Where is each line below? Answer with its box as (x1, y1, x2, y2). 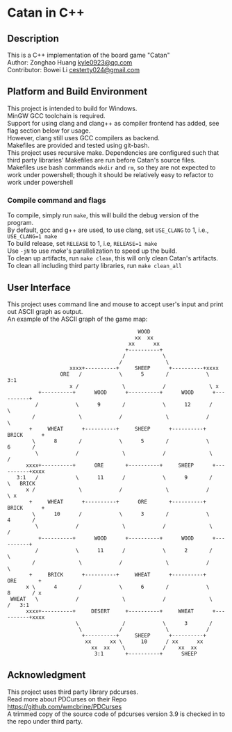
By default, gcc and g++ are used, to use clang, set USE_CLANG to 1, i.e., (7, 226, 209, 234)
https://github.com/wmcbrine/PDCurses (7, 702, 122, 710)
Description (7, 33, 59, 44)
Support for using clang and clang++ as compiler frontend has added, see (7, 119, 220, 127)
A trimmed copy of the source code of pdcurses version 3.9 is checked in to (7, 710, 226, 718)
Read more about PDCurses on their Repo (7, 694, 127, 703)
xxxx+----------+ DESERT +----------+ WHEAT (25, 608, 194, 615)
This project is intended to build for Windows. (7, 104, 138, 113)
